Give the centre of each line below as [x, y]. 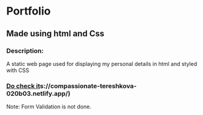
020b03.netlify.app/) [39, 93]
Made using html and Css [55, 34]
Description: [25, 51]
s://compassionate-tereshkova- [88, 86]
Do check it [23, 86]
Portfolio [29, 11]
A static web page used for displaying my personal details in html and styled [102, 64]
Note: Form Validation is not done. [49, 107]
